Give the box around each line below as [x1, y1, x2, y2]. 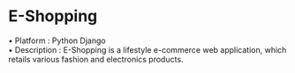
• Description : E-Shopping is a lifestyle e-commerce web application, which [8, 44, 287, 55]
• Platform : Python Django [8, 35, 107, 46]
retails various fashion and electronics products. [8, 54, 184, 64]
